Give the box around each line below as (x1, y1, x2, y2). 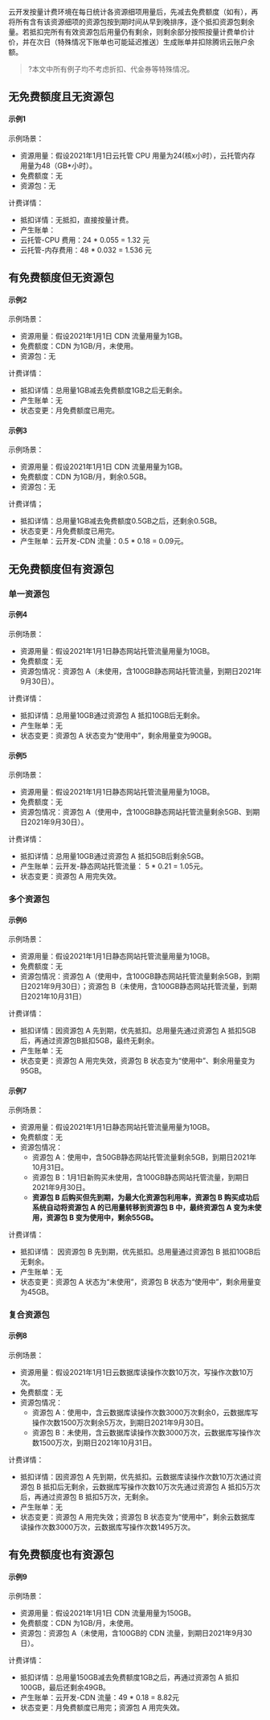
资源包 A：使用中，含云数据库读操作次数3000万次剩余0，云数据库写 (31, 1407, 259, 1417)
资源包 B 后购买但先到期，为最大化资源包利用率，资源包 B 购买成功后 (31, 1193, 260, 1202)
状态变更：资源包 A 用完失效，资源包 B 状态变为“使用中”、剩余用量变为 (19, 1056, 256, 1065)
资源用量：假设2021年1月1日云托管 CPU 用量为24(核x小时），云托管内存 (19, 150, 256, 160)
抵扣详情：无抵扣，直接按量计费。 (19, 215, 133, 224)
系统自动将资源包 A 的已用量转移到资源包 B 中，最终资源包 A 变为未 (31, 1203, 255, 1213)
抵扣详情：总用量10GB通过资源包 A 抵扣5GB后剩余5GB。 (19, 852, 209, 861)
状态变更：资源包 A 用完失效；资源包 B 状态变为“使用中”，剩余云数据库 (19, 1512, 256, 1521)
